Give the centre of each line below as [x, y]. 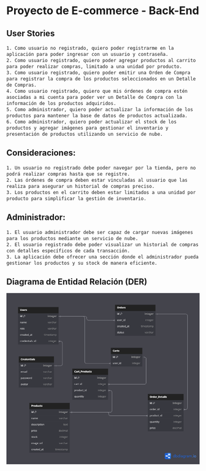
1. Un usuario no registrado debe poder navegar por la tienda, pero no [101, 168]
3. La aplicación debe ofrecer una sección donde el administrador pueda [103, 257]
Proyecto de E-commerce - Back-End [103, 11]
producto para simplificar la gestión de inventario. [77, 198]
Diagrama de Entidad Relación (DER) [77, 282]
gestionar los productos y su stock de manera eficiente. [82, 263]
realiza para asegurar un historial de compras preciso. [81, 186]
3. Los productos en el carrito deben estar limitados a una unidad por [101, 192]
